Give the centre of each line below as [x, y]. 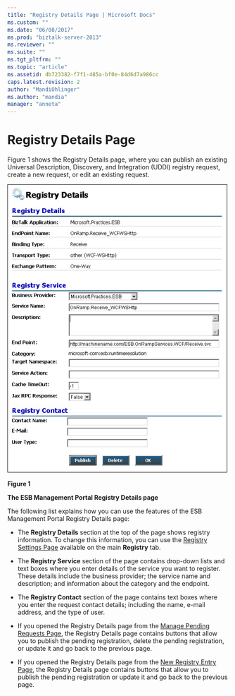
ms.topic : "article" [38, 67]
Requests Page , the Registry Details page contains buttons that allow [118, 634]
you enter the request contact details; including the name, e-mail [111, 605]
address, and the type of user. [61, 612]
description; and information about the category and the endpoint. [113, 584]
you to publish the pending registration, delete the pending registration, [121, 641]
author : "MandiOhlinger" [44, 89]
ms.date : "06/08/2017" [40, 30]
